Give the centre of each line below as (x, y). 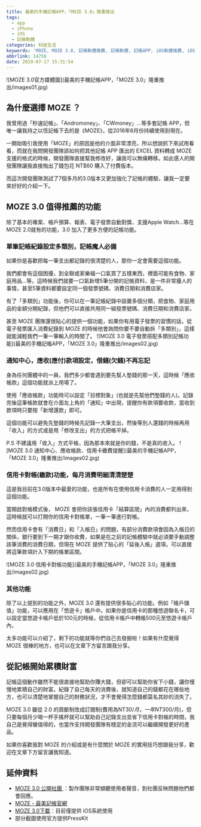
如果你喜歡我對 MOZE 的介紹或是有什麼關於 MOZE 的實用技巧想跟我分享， (98, 744)
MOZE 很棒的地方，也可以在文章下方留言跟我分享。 (70, 646)
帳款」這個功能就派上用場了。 (43, 382)
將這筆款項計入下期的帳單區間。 (45, 552)
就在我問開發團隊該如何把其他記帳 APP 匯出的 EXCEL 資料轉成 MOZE (107, 151)
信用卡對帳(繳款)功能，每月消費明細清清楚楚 (70, 475)
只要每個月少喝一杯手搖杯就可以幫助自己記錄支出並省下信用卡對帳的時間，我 (100, 717)
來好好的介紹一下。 (30, 186)
